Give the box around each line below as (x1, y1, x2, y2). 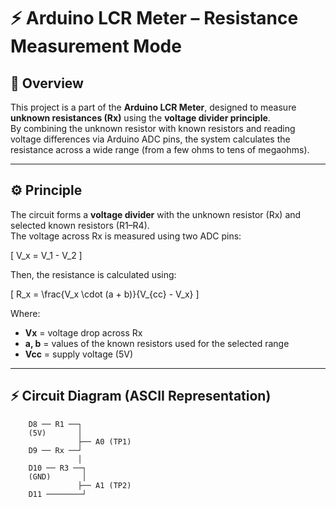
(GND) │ (28, 471, 87, 482)
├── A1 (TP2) (77, 480, 132, 490)
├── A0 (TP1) (77, 436, 132, 447)
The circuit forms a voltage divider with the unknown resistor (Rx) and (10, 208, 302, 220)
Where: (10, 307, 41, 319)
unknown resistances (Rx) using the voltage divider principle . (10, 112, 271, 124)
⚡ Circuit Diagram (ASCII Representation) (10, 388, 272, 405)
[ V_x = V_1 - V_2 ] (10, 249, 83, 261)
